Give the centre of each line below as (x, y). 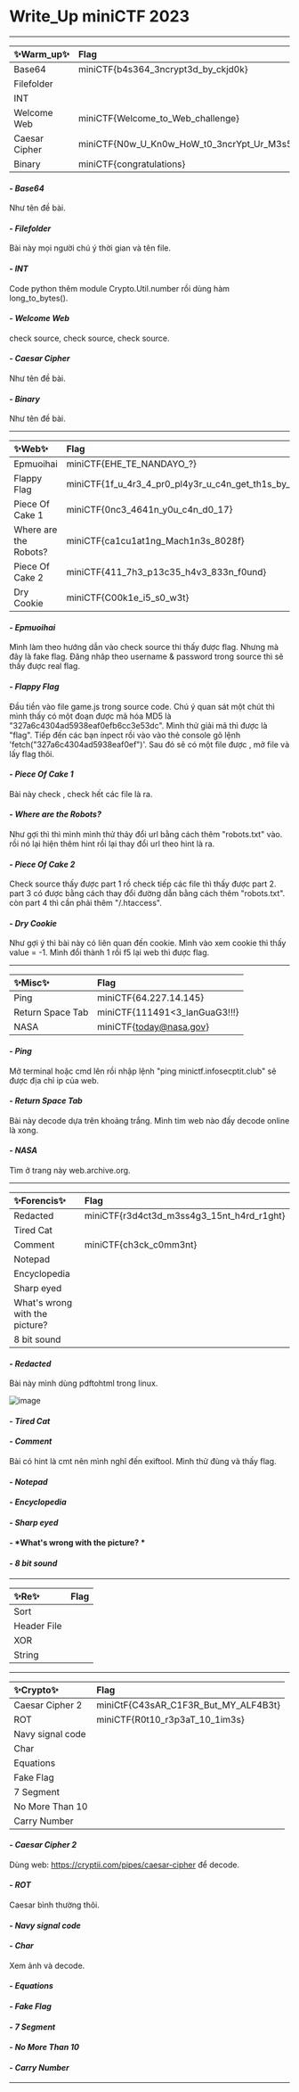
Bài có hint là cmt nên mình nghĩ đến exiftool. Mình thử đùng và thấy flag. (143, 1461)
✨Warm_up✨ (42, 54)
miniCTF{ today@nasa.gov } (154, 1027)
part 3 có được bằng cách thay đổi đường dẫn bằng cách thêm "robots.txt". (147, 894)
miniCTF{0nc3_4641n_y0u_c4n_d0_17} (149, 510)
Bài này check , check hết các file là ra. (81, 794)
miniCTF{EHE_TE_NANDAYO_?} (132, 464)
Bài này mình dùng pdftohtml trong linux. (84, 1383)
